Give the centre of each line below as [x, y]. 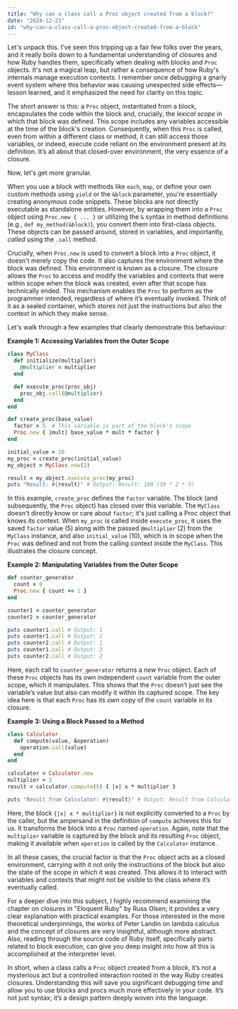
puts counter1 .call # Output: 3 [55, 650]
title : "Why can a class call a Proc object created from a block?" [110, 14]
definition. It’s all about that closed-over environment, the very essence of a [118, 152]
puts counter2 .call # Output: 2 [55, 656]
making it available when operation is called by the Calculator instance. [112, 843]
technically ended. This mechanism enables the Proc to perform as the [110, 291]
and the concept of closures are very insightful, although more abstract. [112, 931]
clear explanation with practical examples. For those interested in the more [116, 916]
